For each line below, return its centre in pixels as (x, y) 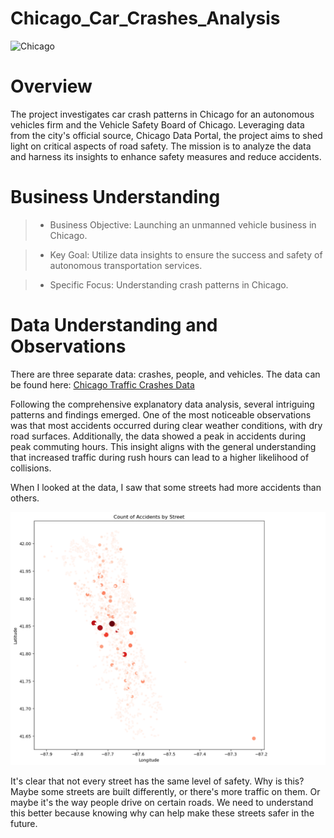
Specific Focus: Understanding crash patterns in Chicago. (169, 284)
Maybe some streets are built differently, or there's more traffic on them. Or (165, 792)
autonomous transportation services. (126, 265)
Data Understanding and (114, 325)
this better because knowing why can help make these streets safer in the (162, 813)
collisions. (31, 468)
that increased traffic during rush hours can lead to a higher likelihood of (160, 457)
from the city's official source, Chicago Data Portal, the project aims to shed (166, 135)
